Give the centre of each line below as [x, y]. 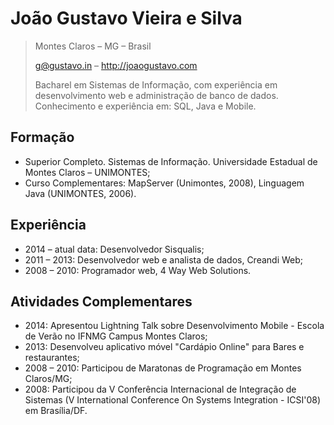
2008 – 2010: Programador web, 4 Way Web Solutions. [138, 270]
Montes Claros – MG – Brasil [93, 46]
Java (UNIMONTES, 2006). [80, 193]
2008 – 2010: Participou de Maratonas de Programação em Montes [163, 368]
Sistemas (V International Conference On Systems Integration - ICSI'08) [172, 400]
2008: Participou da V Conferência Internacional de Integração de [160, 389]
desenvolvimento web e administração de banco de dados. [156, 95]
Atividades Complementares [101, 301]
